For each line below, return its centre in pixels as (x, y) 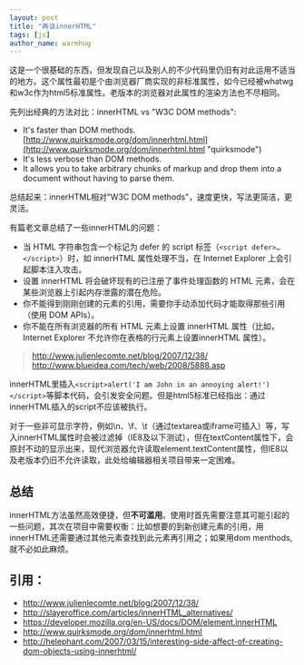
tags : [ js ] (30, 34)
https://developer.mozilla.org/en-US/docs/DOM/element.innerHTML (150, 621)
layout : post (34, 18)
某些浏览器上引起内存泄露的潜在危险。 (94, 292)
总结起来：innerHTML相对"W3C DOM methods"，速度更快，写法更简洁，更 (151, 197)
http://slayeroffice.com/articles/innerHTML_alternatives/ (127, 612)
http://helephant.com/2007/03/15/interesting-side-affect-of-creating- (153, 641)
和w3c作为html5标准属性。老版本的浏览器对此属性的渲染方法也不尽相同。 (147, 93)
